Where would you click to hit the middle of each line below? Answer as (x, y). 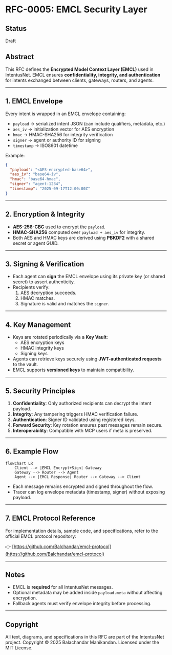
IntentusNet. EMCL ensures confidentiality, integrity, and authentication (83, 75)
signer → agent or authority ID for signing (57, 140)
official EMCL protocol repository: (41, 536)
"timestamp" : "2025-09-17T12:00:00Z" (50, 189)
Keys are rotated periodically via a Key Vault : (60, 337)
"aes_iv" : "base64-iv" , (35, 174)
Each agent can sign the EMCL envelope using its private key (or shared (89, 277)
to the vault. (25, 365)
